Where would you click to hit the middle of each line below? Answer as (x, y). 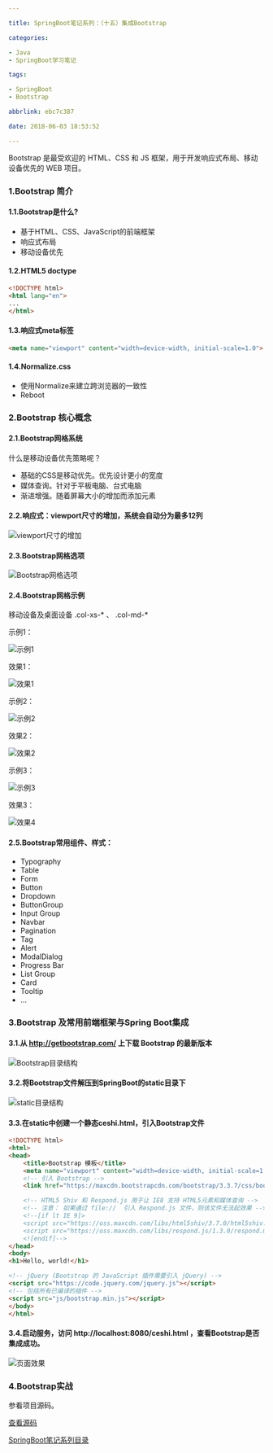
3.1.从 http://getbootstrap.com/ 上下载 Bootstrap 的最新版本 (110, 1044)
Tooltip (32, 991)
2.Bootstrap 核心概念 (50, 418)
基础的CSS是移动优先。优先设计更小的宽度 (91, 475)
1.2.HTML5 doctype (43, 271)
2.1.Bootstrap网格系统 (45, 438)
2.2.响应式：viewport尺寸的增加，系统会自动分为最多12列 (106, 516)
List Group (37, 974)
